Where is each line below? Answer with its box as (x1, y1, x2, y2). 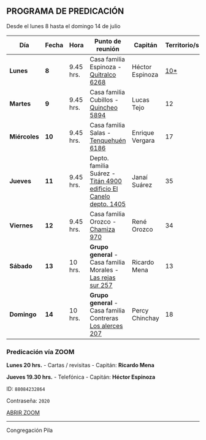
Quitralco (90, 70, 116, 78)
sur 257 (90, 281, 113, 289)
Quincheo (90, 103, 118, 112)
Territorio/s (165, 40, 199, 49)
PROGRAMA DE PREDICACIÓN (6, 6, 124, 17)
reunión (96, 44, 120, 53)
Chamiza (90, 225, 115, 233)
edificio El (90, 184, 118, 193)
